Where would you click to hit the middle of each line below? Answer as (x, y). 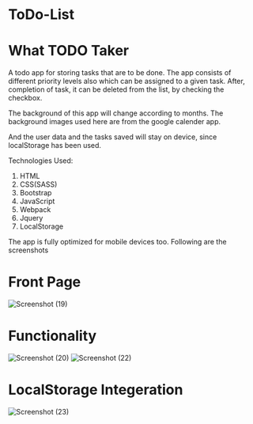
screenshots (28, 250)
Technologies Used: (41, 161)
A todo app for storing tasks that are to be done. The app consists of (120, 73)
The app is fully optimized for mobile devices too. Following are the (117, 242)
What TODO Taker (69, 51)
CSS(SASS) (38, 184)
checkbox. (25, 98)
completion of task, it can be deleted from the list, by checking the (116, 89)
